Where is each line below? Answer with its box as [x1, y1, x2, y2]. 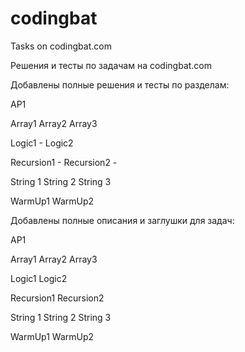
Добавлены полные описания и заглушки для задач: [10, 214, 235, 226]
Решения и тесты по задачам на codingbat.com [10, 59, 213, 71]
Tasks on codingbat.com [10, 40, 112, 52]
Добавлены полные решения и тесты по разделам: [10, 78, 230, 91]
